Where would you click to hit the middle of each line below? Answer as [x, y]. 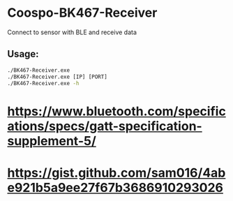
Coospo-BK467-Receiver [82, 13]
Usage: [23, 54]
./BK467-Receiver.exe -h [43, 83]
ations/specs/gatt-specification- [105, 126]
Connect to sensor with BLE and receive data [72, 32]
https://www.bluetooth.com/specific [117, 111]
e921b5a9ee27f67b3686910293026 [115, 187]
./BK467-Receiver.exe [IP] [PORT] [58, 77]
